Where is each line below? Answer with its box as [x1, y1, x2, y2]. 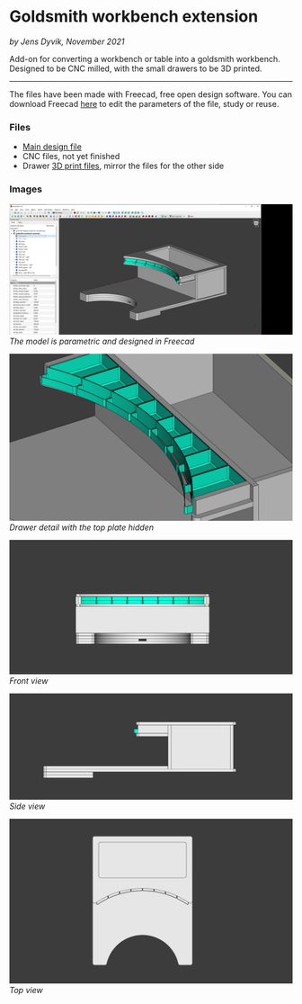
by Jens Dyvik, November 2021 [9, 36, 125, 47]
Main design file [22, 141, 83, 152]
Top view [9, 984, 43, 995]
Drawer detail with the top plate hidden [9, 522, 155, 533]
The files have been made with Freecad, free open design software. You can [9, 88, 292, 100]
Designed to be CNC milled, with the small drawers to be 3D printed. [9, 63, 262, 74]
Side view [9, 801, 46, 811]
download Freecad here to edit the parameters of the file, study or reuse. [9, 98, 280, 109]
